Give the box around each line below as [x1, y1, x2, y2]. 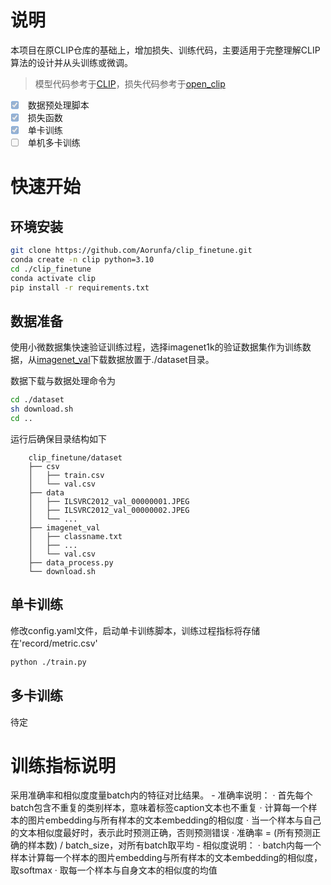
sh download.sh [10, 404, 74, 415]
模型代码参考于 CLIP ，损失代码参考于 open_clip [34, 77, 226, 90]
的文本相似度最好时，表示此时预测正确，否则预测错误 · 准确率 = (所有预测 [10, 827, 313, 839]
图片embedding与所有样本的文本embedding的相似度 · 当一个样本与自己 [27, 814, 322, 826]
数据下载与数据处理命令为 [10, 375, 116, 387]
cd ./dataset [10, 395, 65, 405]
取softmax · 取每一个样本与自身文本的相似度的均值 [10, 864, 218, 876]
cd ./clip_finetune [10, 264, 92, 274]
